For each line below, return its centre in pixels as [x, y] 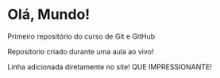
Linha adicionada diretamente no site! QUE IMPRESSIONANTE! [110, 67]
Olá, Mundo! [49, 15]
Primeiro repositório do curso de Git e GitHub [81, 36]
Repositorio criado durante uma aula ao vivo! [81, 51]
